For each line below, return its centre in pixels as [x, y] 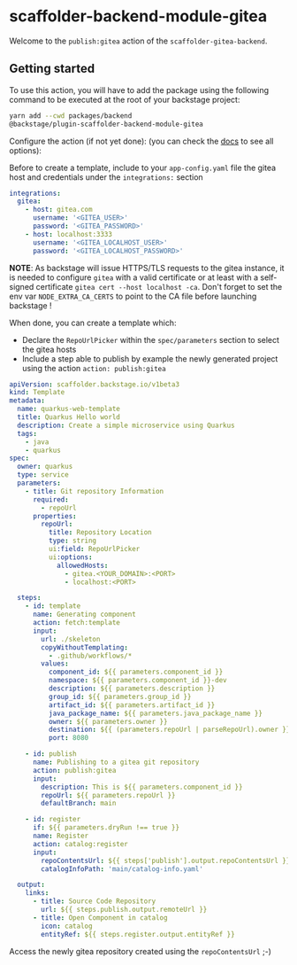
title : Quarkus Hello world [69, 417]
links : [37, 893]
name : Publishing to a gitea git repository [116, 762]
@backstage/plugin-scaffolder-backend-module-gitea [106, 124]
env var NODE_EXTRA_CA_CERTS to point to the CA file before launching [133, 296]
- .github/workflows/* [90, 656]
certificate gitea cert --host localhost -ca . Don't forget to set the [159, 286]
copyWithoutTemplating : [84, 647]
